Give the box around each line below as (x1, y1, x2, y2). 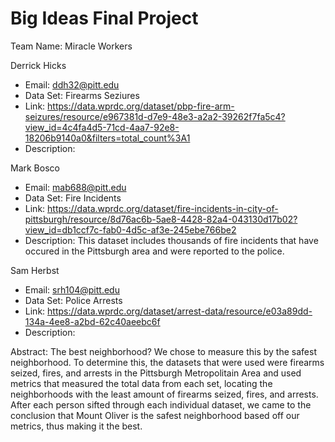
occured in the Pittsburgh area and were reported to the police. (24, 245, 285, 257)
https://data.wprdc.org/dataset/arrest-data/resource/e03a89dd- (47, 305, 313, 317)
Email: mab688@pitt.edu (24, 181, 127, 193)
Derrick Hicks (10, 59, 67, 71)
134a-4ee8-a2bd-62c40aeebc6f (24, 315, 161, 327)
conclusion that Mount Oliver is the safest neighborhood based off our (10, 409, 300, 421)
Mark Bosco (10, 162, 60, 174)
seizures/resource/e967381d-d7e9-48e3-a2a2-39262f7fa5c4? (24, 110, 286, 122)
